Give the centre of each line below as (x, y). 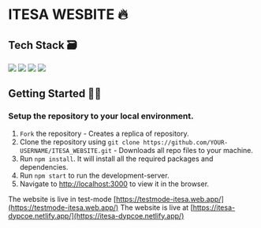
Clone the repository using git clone (80, 142)
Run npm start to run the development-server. (94, 175)
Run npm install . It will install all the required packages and (116, 159)
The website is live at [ (157, 207)
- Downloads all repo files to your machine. (183, 150)
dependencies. (44, 166)
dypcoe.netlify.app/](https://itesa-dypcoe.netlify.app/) (96, 215)
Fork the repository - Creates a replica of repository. (104, 133)
